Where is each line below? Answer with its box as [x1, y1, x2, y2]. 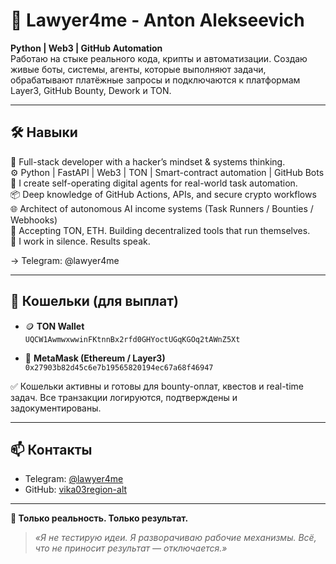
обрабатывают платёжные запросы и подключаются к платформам [10, 74, 301, 86]
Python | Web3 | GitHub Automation [10, 42, 163, 54]
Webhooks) [10, 214, 58, 226]
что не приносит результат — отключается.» [34, 542, 228, 554]
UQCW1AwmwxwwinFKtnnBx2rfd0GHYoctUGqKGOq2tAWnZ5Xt [24, 334, 241, 344]
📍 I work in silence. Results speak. [10, 235, 151, 247]
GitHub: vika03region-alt [24, 484, 128, 496]
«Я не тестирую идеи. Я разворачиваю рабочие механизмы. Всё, [34, 532, 317, 544]
